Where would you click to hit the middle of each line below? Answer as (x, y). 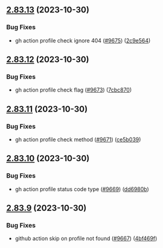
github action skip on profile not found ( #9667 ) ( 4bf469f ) (86, 238)
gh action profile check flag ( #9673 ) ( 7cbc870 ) (73, 90)
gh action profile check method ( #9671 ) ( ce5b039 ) (78, 139)
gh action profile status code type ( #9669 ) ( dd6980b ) (82, 189)
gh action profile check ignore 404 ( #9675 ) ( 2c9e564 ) (83, 40)
